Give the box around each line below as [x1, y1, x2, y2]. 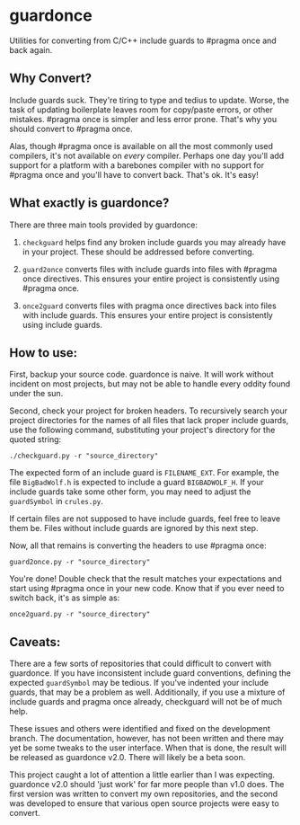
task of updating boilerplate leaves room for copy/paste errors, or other [9, 104, 273, 115]
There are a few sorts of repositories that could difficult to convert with [9, 658, 272, 670]
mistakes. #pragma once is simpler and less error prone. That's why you [9, 113, 278, 124]
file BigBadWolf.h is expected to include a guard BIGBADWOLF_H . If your [9, 477, 265, 488]
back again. [9, 44, 53, 55]
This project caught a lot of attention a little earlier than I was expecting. [9, 769, 276, 780]
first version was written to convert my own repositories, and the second [9, 788, 278, 800]
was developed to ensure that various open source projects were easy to [9, 798, 280, 809]
